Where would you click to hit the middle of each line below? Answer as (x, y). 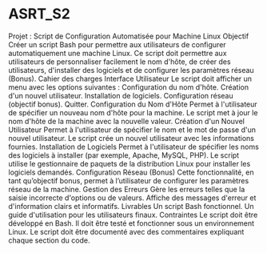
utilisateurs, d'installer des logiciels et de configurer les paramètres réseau (131, 70)
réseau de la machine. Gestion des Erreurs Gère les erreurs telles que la (127, 189)
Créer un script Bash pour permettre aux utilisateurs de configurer (117, 44)
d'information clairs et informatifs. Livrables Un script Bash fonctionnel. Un (131, 206)
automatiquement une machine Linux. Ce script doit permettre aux (118, 53)
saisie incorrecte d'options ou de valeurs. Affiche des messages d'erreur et (132, 198)
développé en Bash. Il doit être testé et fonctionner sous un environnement (131, 223)
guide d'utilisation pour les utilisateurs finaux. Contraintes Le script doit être (133, 215)
